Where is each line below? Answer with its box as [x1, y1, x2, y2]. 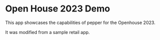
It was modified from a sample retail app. [5, 29, 90, 35]
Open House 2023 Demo [5, 3, 110, 14]
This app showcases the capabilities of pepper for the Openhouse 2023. [5, 19, 156, 25]
